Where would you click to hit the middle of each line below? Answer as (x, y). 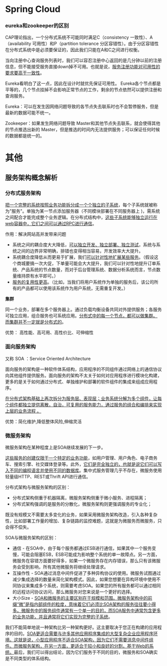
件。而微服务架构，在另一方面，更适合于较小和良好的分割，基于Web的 (77, 646)
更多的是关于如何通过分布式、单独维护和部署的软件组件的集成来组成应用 (79, 382)
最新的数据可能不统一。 (29, 113)
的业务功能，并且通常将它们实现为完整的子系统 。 (62, 617)
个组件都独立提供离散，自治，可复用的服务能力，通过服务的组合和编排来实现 (83, 404)
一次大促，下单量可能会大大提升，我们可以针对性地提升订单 (95, 264)
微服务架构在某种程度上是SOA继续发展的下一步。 (55, 447)
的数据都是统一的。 (25, 136)
